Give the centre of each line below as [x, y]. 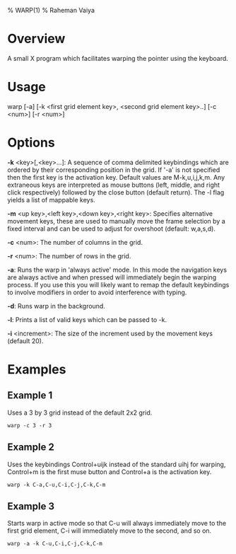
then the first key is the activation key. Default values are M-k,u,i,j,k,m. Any [116, 177]
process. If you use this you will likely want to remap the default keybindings [118, 284]
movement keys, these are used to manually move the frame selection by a [117, 221]
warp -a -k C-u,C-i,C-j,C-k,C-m [55, 544]
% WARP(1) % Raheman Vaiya [51, 10]
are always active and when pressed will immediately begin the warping [112, 277]
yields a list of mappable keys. [51, 200]
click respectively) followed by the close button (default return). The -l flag [116, 192]
